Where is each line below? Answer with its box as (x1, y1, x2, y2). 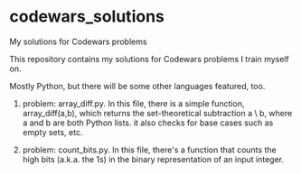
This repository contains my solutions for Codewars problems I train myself (9, 53, 289, 64)
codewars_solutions (9, 6, 165, 27)
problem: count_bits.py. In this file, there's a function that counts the (22, 144, 277, 155)
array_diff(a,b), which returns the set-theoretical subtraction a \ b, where (22, 107, 293, 118)
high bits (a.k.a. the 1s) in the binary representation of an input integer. (22, 153, 285, 164)
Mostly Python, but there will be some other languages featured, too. (9, 80, 266, 91)
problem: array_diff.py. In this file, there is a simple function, (22, 97, 245, 109)
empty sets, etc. (22, 126, 83, 137)
